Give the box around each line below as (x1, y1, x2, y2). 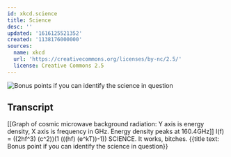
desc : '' (7, 23, 33, 30)
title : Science (7, 17, 51, 24)
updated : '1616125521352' (7, 29, 82, 37)
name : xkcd (13, 50, 45, 57)
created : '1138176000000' (7, 36, 82, 43)
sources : (7, 43, 33, 50)
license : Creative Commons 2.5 (13, 62, 104, 69)
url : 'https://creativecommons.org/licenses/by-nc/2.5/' (13, 56, 182, 63)
